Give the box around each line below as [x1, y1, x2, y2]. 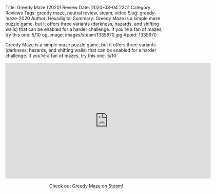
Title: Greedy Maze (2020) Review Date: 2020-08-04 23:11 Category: [5, 5, 152, 10]
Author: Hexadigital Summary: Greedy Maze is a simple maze [31, 15, 161, 21]
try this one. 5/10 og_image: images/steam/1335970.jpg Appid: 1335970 [5, 32, 157, 38]
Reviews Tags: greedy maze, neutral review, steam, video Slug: [5, 10, 139, 16]
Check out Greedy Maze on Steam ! [49, 183, 124, 189]
